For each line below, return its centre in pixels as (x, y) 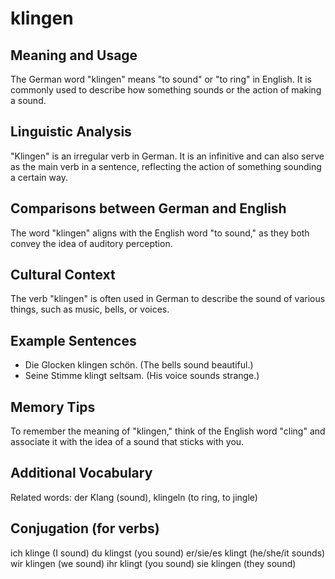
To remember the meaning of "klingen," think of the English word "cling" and (168, 431)
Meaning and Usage (74, 55)
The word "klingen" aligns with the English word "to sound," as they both (160, 233)
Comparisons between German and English (148, 208)
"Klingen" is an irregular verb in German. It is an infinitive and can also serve (167, 156)
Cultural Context (63, 275)
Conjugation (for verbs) (85, 528)
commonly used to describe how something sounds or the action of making (166, 90)
